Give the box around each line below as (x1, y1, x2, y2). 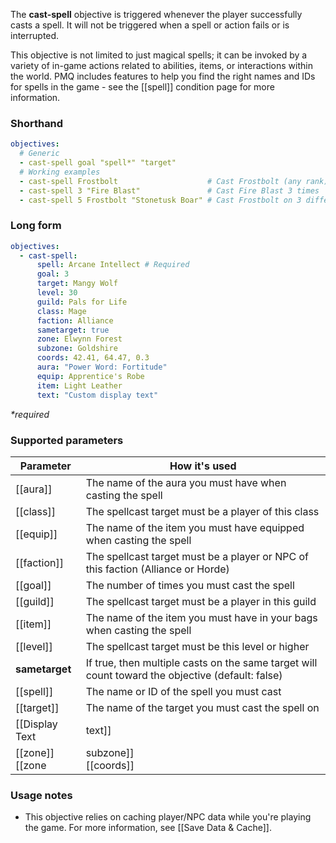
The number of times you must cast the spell (85, 578, 295, 592)
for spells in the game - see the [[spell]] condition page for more (10, 81, 275, 93)
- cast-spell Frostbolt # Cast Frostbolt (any (19, 176, 302, 186)
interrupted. (10, 30, 60, 41)
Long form (10, 219, 62, 233)
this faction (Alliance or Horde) (85, 562, 230, 576)
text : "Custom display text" (36, 390, 159, 400)
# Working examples (19, 167, 101, 177)
